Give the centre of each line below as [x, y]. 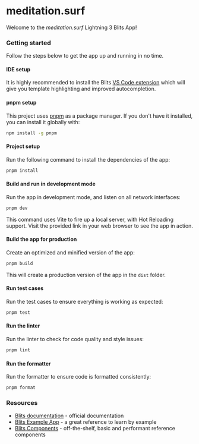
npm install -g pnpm [32, 133]
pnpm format [21, 388]
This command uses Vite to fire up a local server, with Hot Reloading [90, 219]
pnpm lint [18, 350]
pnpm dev [17, 208]
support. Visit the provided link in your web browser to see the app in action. [99, 226]
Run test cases [25, 288]
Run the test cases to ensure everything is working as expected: [85, 301]
